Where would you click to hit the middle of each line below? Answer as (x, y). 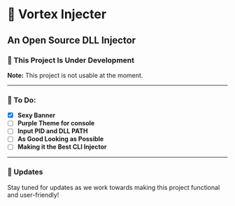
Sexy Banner (36, 116)
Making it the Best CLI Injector (62, 147)
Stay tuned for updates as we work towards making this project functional (114, 187)
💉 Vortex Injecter (57, 14)
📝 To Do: (22, 99)
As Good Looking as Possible (60, 139)
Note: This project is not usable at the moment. (75, 75)
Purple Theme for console (56, 123)
